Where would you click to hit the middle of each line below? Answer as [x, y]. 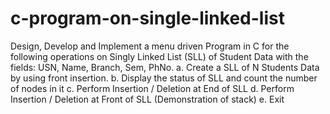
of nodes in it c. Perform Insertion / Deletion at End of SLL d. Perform [152, 88]
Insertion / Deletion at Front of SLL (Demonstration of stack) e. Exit [147, 99]
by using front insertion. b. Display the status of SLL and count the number [164, 78]
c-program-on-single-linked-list [147, 18]
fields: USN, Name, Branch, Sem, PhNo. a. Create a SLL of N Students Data [165, 67]
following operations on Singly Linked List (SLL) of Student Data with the [159, 56]
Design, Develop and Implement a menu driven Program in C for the [150, 46]
